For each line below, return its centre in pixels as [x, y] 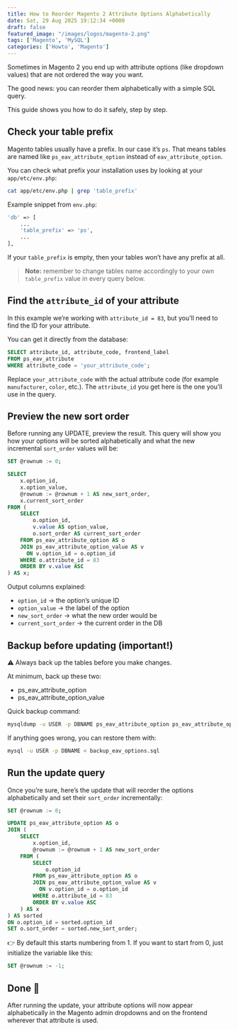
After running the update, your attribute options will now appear [100, 1005]
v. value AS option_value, [71, 527]
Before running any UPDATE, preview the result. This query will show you [114, 433]
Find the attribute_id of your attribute [93, 301]
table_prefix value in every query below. [85, 279]
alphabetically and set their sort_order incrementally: [85, 797]
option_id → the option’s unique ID [68, 601]
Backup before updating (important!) [90, 645]
